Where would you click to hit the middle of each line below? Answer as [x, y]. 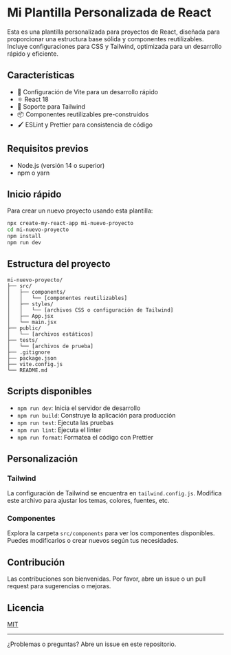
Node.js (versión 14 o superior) [61, 165]
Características [41, 75]
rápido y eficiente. [33, 54]
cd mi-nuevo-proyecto [38, 230]
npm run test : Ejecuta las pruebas [65, 422]
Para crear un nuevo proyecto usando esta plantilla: [80, 211]
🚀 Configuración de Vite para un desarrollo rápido [87, 92]
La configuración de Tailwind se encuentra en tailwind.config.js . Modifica [114, 493]
